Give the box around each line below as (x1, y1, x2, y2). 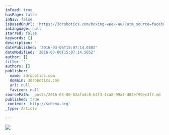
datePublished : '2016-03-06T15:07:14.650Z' (5, 45, 98, 50)
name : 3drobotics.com (10, 73, 55, 78)
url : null (10, 82, 30, 87)
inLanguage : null (5, 26, 42, 31)
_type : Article (5, 106, 37, 111)
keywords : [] (5, 36, 33, 41)
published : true (5, 97, 39, 102)
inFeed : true (5, 7, 33, 13)
